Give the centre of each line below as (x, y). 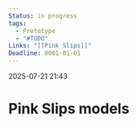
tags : (17, 23)
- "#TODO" (32, 38)
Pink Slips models (69, 109)
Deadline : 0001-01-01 (45, 53)
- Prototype (36, 31)
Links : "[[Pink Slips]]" (50, 46)
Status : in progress (43, 16)
